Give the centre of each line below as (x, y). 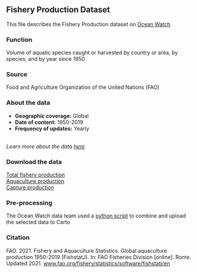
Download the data (34, 162)
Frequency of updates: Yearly (52, 128)
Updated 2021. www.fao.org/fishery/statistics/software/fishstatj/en (88, 263)
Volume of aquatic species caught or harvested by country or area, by (92, 52)
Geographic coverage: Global (52, 116)
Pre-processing (29, 203)
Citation (18, 238)
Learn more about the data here (46, 146)
